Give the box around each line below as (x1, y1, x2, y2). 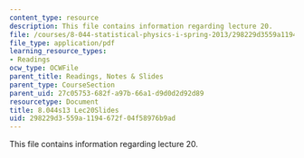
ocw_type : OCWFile (9, 64, 79, 73)
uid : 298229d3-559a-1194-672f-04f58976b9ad (9, 114, 176, 123)
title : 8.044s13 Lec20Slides (9, 106, 119, 115)
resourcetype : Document (9, 97, 100, 107)
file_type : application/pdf (9, 38, 116, 48)
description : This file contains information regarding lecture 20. (9, 22, 273, 31)
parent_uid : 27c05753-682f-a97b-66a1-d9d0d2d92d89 (9, 88, 204, 98)
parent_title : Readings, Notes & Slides (9, 72, 165, 81)
